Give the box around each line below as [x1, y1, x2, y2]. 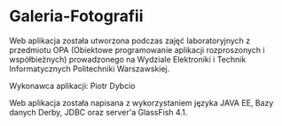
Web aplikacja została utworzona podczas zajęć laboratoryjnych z [9, 35, 251, 46]
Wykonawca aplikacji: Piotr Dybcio [9, 80, 136, 91]
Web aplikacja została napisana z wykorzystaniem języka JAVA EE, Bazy [9, 97, 274, 107]
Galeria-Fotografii [9, 6, 144, 26]
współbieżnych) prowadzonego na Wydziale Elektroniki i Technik [9, 54, 247, 64]
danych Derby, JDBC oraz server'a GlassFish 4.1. [9, 107, 188, 117]
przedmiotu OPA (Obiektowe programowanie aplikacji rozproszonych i [9, 44, 265, 55]
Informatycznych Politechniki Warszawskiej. [9, 63, 170, 74]
